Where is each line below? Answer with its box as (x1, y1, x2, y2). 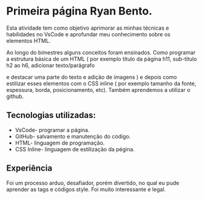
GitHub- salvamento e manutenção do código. (15, 132, 131, 140)
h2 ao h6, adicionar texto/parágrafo (6, 62, 95, 69)
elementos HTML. (6, 37, 51, 44)
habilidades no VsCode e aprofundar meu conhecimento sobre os (6, 30, 171, 38)
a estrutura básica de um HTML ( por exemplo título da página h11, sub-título (6, 55, 197, 62)
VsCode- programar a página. (15, 126, 90, 134)
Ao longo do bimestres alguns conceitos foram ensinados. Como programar (6, 48, 196, 56)
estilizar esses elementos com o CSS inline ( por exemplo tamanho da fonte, (6, 80, 197, 87)
